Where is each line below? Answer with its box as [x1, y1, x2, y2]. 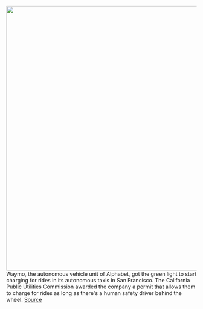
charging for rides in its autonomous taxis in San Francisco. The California [6, 277, 190, 284]
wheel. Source [6, 296, 42, 303]
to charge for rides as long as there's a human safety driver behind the [6, 290, 182, 296]
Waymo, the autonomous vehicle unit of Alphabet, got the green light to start [6, 270, 197, 278]
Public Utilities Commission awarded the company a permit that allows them [6, 283, 196, 290]
